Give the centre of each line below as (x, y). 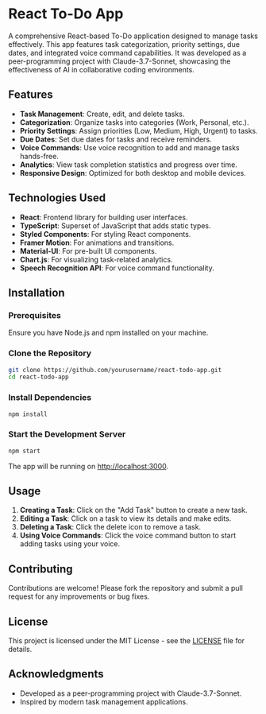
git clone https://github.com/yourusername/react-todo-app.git (115, 370)
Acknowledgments (56, 674)
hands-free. (39, 156)
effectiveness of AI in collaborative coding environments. (101, 69)
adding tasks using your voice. (70, 544)
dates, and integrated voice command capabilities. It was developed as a (127, 52)
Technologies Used (57, 198)
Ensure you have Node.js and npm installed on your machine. (108, 333)
